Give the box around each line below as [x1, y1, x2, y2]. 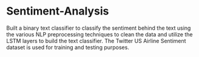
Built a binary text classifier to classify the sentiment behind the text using [6, 24, 191, 32]
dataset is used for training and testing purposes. [6, 44, 129, 51]
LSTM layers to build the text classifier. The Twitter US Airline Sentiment [6, 37, 186, 44]
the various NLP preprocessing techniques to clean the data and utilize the [6, 30, 193, 38]
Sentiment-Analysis [6, 4, 109, 18]
